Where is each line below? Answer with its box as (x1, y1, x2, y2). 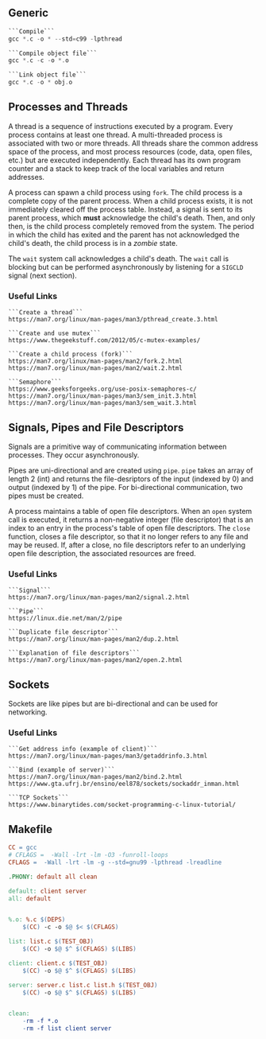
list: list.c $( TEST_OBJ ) (8, 938, 94, 946)
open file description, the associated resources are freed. (8, 548, 196, 558)
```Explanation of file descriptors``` (8, 649, 141, 657)
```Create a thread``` (8, 309, 83, 317)
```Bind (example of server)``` (8, 766, 115, 774)
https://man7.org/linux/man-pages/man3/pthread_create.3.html (8, 316, 218, 324)
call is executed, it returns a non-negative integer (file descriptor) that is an (8, 515, 254, 524)
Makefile (8, 823, 53, 836)
